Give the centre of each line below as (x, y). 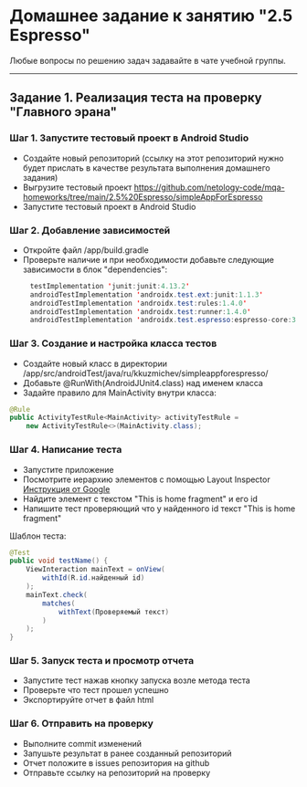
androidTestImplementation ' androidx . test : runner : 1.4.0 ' (140, 311)
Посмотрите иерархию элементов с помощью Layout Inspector (147, 479)
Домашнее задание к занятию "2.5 (151, 16)
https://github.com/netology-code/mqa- (209, 187)
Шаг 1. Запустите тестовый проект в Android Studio (129, 138)
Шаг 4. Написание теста (66, 450)
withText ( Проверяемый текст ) (114, 612)
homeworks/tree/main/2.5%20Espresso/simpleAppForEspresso (143, 196)
